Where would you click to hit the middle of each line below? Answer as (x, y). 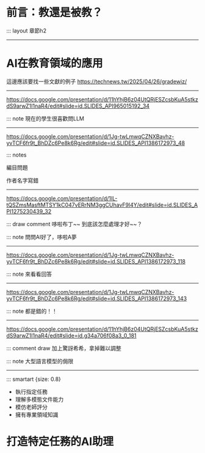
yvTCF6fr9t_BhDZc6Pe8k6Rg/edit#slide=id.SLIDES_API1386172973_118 (96, 261)
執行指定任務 (31, 391)
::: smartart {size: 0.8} (34, 379)
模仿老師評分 (31, 407)
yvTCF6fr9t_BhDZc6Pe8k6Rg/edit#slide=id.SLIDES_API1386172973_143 (97, 298)
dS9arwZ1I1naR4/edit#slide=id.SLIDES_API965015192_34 (78, 106)
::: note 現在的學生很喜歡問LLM (45, 118)
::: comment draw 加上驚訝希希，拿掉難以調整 (64, 348)
